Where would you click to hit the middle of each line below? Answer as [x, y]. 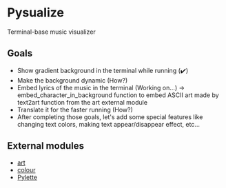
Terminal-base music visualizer [52, 32]
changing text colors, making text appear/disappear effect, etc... [108, 124]
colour [26, 169]
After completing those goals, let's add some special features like [110, 117]
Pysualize [35, 13]
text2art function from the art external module [82, 102]
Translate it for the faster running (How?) [75, 109]
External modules [46, 146]
